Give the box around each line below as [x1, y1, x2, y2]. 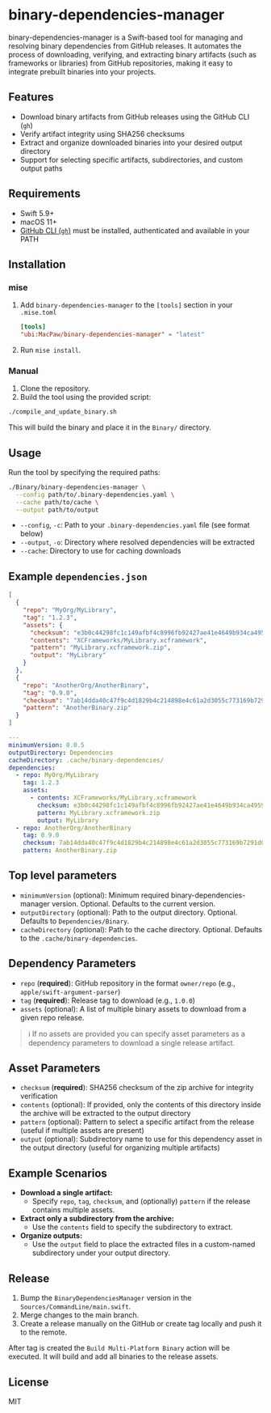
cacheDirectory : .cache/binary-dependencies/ [8, 756, 164, 764]
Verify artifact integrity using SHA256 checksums [19, 129, 186, 138]
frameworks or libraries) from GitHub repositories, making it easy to [8, 58, 233, 68]
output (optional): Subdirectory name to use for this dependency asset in [19, 1135, 262, 1144]
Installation [8, 257, 66, 271]
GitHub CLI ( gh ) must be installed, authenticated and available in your [19, 225, 250, 235]
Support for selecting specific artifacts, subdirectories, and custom [19, 155, 244, 164]
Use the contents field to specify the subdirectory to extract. [31, 1222, 233, 1232]
